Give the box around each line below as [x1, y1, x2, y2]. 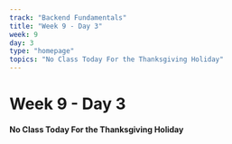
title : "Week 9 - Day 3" [9, 22, 103, 31]
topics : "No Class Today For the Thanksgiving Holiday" [9, 55, 224, 64]
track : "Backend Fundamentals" [9, 13, 127, 22]
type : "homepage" [9, 47, 75, 56]
